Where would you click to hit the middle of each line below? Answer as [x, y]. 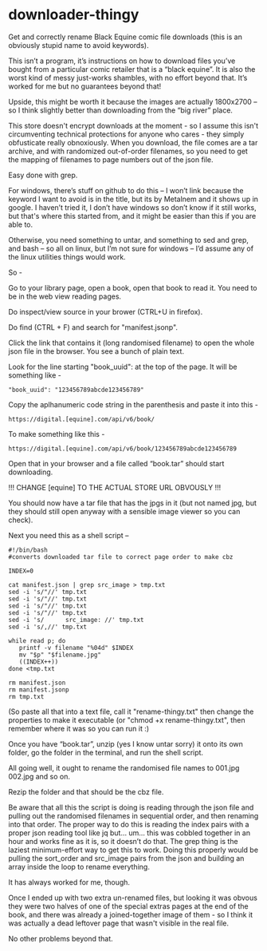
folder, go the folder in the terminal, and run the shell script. [106, 752]
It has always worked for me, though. [69, 882]
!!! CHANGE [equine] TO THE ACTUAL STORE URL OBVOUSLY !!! [115, 487]
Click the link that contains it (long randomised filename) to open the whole [132, 343]
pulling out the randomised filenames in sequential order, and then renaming [133, 815]
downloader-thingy [74, 15]
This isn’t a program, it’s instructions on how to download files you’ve [122, 61]
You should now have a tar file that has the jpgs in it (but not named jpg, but [133, 503]
